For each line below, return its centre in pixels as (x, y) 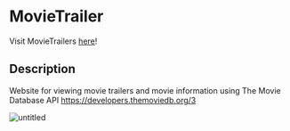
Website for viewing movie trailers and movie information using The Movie (145, 90)
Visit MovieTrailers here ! (53, 41)
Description (42, 69)
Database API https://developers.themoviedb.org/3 (103, 100)
